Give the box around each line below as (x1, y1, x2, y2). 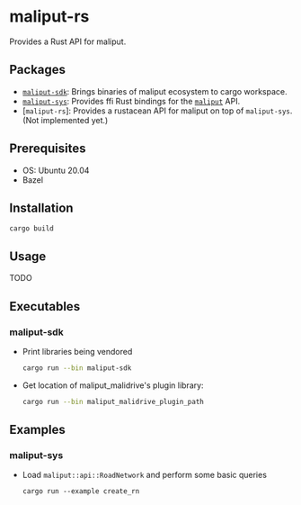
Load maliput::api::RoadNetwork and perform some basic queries (22, 470, 268, 481)
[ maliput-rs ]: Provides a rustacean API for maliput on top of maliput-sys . (22, 105, 293, 116)
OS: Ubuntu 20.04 (22, 165, 90, 176)
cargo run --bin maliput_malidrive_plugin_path (22, 397, 204, 406)
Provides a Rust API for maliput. (9, 36, 127, 47)
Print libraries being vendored (22, 346, 133, 356)
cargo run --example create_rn (22, 487, 140, 496)
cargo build (9, 224, 54, 233)
